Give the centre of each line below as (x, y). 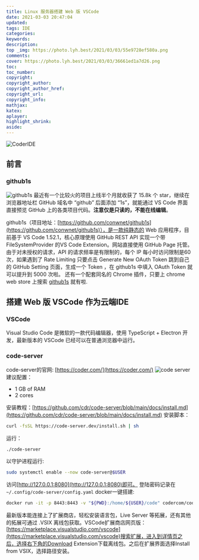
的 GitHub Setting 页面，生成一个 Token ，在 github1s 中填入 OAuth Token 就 (99, 266)
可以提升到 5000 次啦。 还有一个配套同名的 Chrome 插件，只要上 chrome (96, 274)
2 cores (24, 395)
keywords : (18, 39)
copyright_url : (25, 94)
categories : (21, 34)
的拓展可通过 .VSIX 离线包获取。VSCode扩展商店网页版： (76, 523)
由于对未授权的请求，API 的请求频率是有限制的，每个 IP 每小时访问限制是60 (99, 252)
